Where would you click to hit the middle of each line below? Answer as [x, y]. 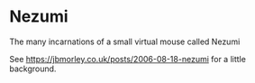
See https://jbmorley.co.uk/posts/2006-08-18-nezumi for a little [127, 59]
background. [33, 69]
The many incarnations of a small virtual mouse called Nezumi [125, 41]
